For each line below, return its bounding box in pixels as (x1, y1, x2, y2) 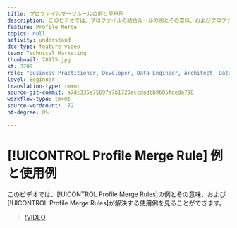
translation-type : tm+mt (7, 83, 80, 90)
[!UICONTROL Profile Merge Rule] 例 (7, 148, 224, 163)
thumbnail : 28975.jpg (7, 56, 71, 64)
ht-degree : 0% (7, 109, 49, 116)
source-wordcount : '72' (7, 102, 78, 109)
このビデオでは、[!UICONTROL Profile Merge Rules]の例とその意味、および (7, 190, 226, 198)
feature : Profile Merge (7, 23, 78, 30)
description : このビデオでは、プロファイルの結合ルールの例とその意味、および (7, 17, 212, 24)
